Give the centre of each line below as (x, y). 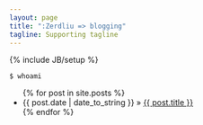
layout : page (34, 18)
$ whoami (26, 76)
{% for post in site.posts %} (74, 93)
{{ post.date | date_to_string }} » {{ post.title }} (108, 103)
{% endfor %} (48, 112)
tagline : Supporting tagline (64, 34)
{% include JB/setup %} (54, 60)
